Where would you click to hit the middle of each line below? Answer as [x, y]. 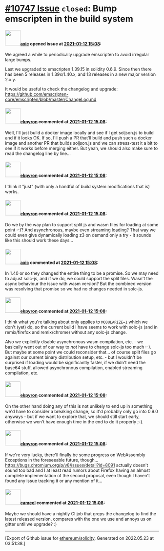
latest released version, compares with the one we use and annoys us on [78, 519]
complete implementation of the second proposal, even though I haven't [78, 475]
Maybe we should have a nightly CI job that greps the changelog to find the [81, 514]
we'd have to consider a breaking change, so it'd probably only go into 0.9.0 [82, 411]
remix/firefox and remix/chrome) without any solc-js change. [66, 332]
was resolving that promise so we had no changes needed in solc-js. [74, 289]
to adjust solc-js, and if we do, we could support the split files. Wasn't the [79, 279]
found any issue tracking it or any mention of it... [54, 481]
